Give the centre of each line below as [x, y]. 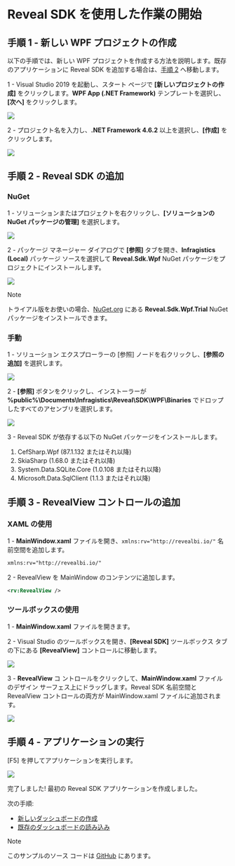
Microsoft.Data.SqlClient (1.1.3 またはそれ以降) [84, 478]
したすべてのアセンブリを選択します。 [62, 409]
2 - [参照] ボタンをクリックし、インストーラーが [77, 391]
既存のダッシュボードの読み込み [63, 827]
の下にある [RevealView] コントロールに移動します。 [84, 650]
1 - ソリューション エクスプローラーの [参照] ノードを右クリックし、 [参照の [116, 354]
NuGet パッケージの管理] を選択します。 [66, 221]
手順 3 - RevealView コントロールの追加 [94, 503]
